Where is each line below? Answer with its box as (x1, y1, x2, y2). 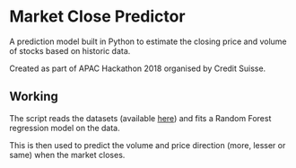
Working (9, 89, 58, 104)
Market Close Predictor (9, 6, 186, 27)
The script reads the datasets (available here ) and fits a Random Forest (9, 112, 272, 123)
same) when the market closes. (9, 149, 126, 160)
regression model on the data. (9, 122, 121, 133)
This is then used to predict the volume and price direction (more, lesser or (9, 139, 286, 150)
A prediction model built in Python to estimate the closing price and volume (9, 36, 287, 47)
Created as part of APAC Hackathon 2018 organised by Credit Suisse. (9, 63, 266, 74)
